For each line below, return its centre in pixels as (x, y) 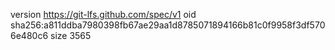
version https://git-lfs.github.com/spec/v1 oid (103, 14)
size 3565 (70, 35)
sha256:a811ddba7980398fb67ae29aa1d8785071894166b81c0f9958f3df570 (168, 25)
